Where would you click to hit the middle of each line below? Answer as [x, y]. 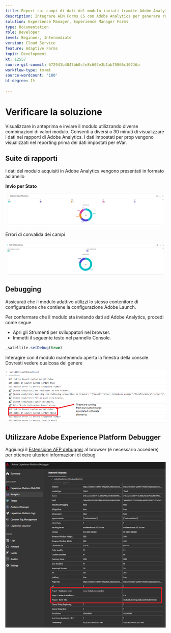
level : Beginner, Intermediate [38, 38]
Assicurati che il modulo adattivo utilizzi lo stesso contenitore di [72, 302]
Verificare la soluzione [54, 112]
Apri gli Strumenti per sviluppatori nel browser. [61, 332]
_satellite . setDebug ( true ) [34, 348]
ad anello [15, 176]
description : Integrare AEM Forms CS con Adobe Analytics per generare [83, 16]
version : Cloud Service [31, 43]
